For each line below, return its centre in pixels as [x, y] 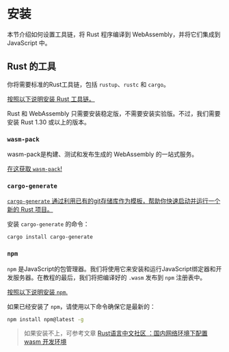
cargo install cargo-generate [50, 237]
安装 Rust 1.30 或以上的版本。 [49, 122]
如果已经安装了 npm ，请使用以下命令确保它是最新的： [81, 306]
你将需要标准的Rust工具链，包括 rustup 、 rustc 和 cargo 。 [88, 84]
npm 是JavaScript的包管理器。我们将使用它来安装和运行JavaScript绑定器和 [111, 268]
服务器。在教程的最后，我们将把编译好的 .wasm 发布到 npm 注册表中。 [109, 277]
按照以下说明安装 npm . [38, 292]
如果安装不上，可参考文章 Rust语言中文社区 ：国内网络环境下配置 [116, 334]
